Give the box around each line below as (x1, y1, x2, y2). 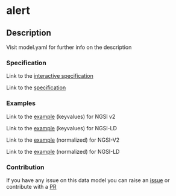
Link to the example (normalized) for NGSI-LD (6, 148, 120, 155)
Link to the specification (6, 84, 66, 91)
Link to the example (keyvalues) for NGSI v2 (6, 113, 116, 120)
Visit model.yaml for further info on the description (6, 43, 132, 51)
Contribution (6, 163, 45, 171)
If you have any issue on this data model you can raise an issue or (6, 176, 170, 184)
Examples (6, 99, 36, 107)
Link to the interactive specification (6, 72, 93, 80)
